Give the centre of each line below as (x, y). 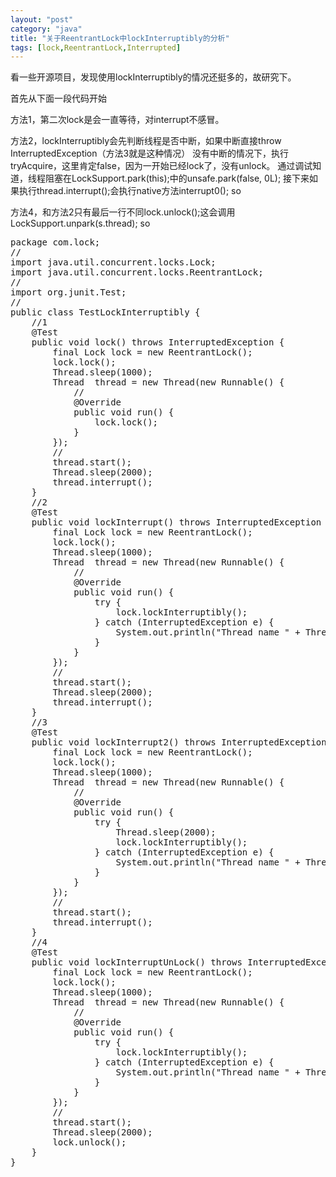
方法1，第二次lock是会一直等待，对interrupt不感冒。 (117, 120)
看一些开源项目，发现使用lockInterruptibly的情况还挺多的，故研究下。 (153, 77)
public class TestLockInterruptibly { (105, 312)
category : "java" (46, 29)
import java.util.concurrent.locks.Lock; (113, 262)
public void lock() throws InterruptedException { (158, 342)
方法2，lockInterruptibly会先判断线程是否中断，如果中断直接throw (146, 141)
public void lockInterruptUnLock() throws (137, 962)
